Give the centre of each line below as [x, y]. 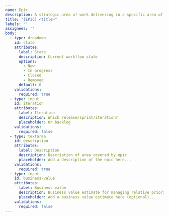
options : [28, 61]
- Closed [32, 76]
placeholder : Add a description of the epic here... [75, 160]
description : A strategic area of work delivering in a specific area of [84, 15]
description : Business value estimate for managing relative [84, 192]
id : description [31, 141]
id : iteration [29, 104]
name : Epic [17, 10]
